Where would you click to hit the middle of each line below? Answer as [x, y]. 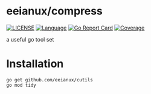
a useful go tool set [30, 39]
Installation [35, 64]
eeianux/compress [54, 11]
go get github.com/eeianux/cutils [50, 80]
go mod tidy [21, 85]
